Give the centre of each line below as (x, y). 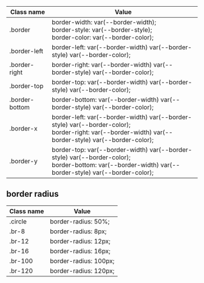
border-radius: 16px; (80, 251)
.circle (18, 221)
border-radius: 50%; (80, 221)
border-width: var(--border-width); (104, 22)
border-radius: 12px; (80, 241)
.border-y (23, 161)
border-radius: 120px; (82, 271)
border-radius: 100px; (82, 261)
